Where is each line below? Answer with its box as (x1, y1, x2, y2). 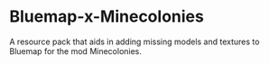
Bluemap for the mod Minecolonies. (9, 45, 143, 56)
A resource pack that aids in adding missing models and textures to (9, 36, 260, 47)
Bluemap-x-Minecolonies (9, 6, 205, 27)
